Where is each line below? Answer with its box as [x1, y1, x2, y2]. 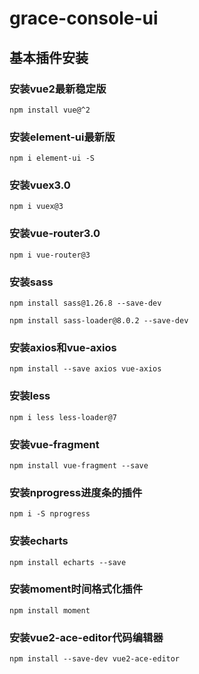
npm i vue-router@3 [9, 250, 91, 260]
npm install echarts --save [9, 557, 127, 567]
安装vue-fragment [9, 437, 100, 451]
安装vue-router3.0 [9, 227, 101, 241]
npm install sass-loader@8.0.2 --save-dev [9, 316, 189, 326]
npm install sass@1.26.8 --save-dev [9, 298, 162, 309]
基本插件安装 [9, 49, 89, 66]
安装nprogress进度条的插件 [9, 485, 143, 499]
